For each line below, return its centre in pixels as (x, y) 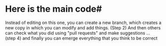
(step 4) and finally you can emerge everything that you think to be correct (81, 38)
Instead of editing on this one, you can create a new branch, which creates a (83, 23)
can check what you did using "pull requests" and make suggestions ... (78, 33)
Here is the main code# (54, 9)
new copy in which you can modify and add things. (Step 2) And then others (83, 27)
